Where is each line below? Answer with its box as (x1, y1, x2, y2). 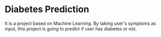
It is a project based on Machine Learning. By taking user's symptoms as (5, 20, 156, 26)
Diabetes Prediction (5, 4, 89, 15)
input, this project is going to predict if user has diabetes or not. (5, 25, 137, 31)
